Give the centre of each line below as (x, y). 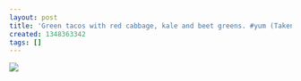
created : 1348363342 (48, 34)
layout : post (34, 17)
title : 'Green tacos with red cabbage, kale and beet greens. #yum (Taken (152, 26)
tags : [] (26, 42)
